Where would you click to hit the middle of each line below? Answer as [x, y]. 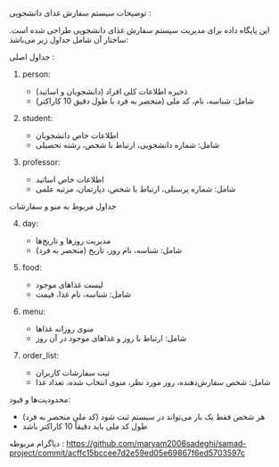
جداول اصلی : [32, 57]
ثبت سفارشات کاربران [72, 373]
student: [37, 118]
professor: [41, 162]
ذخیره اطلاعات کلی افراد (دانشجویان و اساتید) [111, 91]
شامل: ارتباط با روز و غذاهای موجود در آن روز [111, 338]
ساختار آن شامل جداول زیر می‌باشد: [69, 40]
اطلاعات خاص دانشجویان [77, 135]
